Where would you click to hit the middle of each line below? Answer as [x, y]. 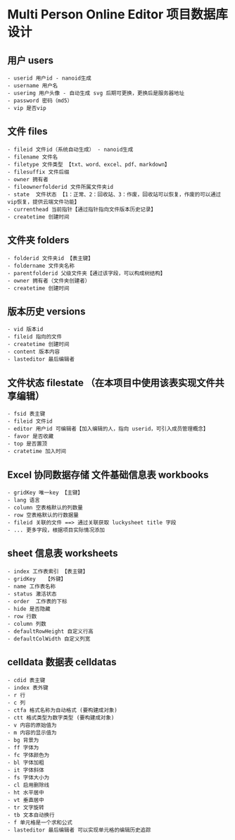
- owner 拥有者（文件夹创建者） [49, 280]
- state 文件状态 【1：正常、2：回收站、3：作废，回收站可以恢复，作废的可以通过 [114, 194]
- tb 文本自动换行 [31, 815]
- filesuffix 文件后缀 [38, 172]
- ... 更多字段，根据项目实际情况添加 [56, 530]
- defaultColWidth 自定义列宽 [49, 638]
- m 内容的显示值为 [32, 733]
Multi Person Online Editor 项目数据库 [118, 14]
